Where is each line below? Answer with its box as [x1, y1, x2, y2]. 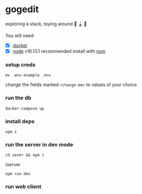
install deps [5, 118, 35, 125]
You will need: [5, 32, 35, 39]
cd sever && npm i [5, 153, 44, 158]
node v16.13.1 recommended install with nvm [12, 48, 106, 54]
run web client [5, 183, 42, 190]
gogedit [5, 4, 39, 15]
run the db [5, 94, 32, 101]
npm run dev [5, 172, 31, 177]
